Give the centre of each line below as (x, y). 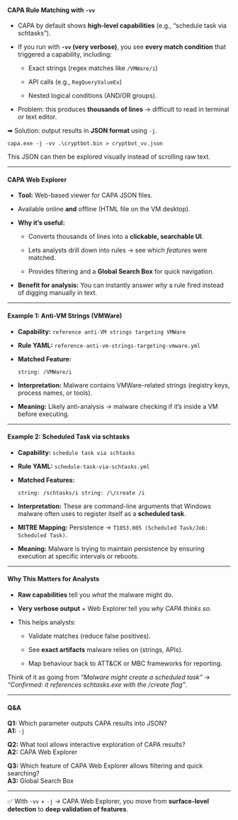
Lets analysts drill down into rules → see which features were (118, 250)
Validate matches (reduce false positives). (89, 636)
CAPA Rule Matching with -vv (51, 10)
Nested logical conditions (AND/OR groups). (92, 96)
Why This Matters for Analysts (53, 579)
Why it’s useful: (41, 223)
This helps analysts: (47, 622)
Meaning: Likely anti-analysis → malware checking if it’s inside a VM (118, 406)
